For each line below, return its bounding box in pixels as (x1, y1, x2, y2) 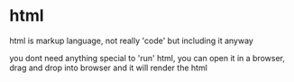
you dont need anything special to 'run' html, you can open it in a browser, (9, 52, 286, 63)
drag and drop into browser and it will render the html (9, 62, 207, 73)
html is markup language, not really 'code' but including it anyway (9, 35, 254, 46)
